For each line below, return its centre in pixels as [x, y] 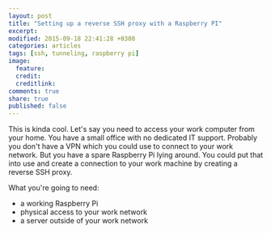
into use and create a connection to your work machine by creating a [123, 163]
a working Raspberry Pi [59, 204]
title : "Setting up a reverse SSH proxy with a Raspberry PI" [115, 23]
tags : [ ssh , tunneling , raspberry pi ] [74, 53]
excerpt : [23, 31]
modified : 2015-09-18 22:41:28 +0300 [72, 38]
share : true [28, 99]
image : [19, 61]
